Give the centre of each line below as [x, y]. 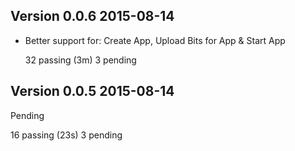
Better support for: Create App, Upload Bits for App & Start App [155, 40]
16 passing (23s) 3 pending [66, 135]
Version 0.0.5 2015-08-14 [92, 91]
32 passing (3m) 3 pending [80, 60]
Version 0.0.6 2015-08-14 [92, 16]
